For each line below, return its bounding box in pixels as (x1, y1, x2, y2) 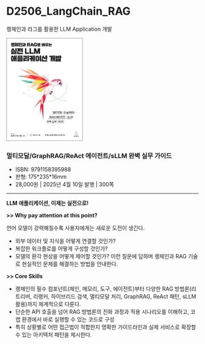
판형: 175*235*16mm (15, 173, 67, 180)
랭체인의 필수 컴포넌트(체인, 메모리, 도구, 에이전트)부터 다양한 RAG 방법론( (15, 285, 192, 292)
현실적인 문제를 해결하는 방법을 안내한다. (21, 260, 118, 267)
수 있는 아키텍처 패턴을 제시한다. (15, 331, 92, 338)
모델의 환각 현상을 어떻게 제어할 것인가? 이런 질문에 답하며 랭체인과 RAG (15, 252, 187, 260)
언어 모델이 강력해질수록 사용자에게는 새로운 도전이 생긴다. (6, 224, 145, 231)
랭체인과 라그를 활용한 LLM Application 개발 (6, 25, 112, 32)
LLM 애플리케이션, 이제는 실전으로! (6, 199, 89, 206)
